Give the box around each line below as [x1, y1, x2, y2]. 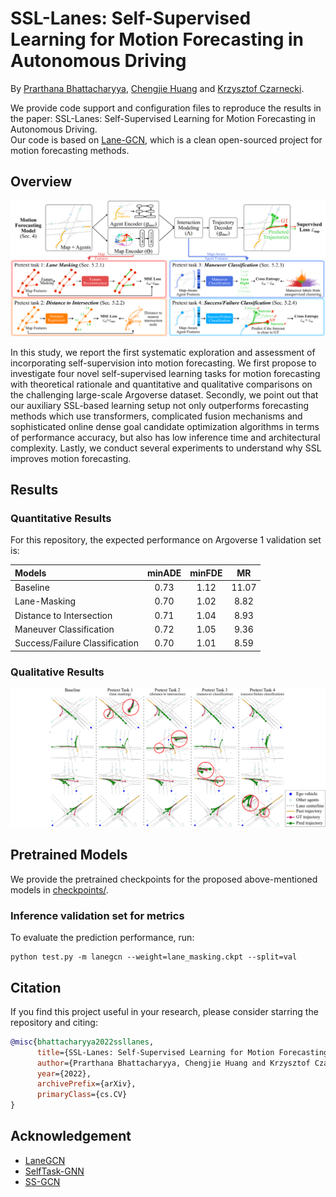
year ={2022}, [36, 1068, 92, 1079]
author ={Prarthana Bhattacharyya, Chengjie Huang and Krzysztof [36, 1058, 311, 1068]
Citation [10, 979, 62, 996]
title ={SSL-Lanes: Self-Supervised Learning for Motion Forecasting [36, 1047, 329, 1057]
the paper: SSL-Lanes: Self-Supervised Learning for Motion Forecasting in [10, 112, 316, 124]
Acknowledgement [10, 1128, 132, 1145]
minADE [146, 567, 182, 579]
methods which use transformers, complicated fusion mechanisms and [10, 410, 303, 422]
